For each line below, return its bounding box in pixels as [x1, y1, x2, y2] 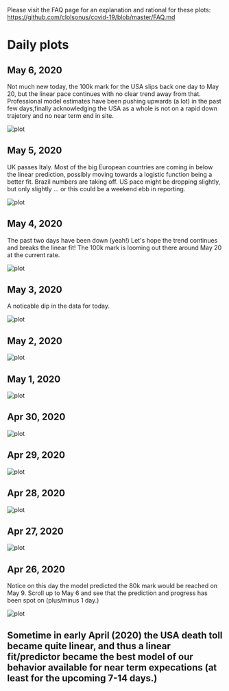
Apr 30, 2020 [7, 411, 66, 423]
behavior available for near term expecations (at [7, 662, 217, 673]
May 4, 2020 [7, 218, 63, 230]
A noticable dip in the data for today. [7, 302, 110, 311]
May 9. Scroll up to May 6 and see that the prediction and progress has [7, 589, 208, 597]
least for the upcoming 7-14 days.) [7, 672, 158, 684]
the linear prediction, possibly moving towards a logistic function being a [7, 170, 213, 178]
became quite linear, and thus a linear [7, 640, 171, 652]
